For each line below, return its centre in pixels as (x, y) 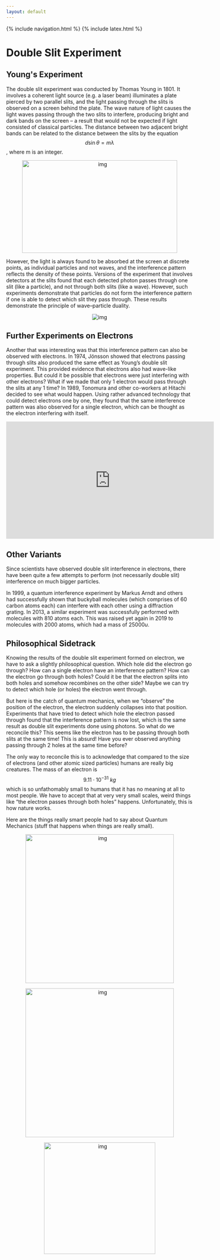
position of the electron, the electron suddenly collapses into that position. (97, 707)
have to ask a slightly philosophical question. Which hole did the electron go (99, 664)
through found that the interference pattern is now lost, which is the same (96, 720)
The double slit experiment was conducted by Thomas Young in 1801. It (93, 89)
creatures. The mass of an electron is (52, 769)
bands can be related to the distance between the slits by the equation (92, 133)
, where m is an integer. (35, 152)
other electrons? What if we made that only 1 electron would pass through (96, 382)
